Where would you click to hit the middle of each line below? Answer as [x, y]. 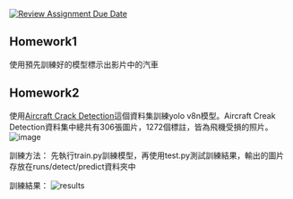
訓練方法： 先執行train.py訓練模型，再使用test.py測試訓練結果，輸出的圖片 [147, 155]
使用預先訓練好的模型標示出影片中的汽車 [84, 64]
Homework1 [43, 41]
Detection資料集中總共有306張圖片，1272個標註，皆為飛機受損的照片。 [141, 127]
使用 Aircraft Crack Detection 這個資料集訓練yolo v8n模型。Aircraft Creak [142, 115]
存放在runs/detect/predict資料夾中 [73, 166]
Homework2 [44, 93]
